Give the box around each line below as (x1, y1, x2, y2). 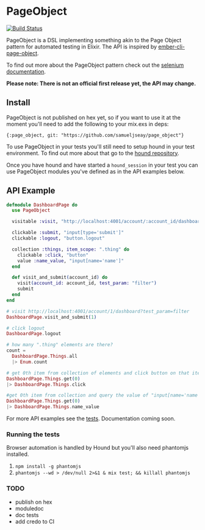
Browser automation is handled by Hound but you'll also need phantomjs (6, 444, 189, 452)
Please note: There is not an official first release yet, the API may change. (6, 80, 196, 87)
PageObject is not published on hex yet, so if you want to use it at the (6, 113, 181, 121)
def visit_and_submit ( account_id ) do (12, 274, 108, 281)
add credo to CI (15, 518, 55, 525)
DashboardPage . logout (6, 331, 62, 337)
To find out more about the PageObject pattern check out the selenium (6, 61, 184, 69)
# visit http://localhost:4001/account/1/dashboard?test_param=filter (6, 308, 190, 314)
